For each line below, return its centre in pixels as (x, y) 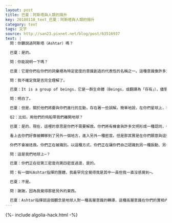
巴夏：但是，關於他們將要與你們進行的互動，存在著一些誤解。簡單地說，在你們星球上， (88, 108)
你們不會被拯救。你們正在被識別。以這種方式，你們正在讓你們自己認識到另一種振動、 (86, 145)
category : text (21, 24)
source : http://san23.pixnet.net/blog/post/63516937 (63, 34)
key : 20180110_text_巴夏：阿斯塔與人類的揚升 (50, 19)
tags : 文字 (16, 29)
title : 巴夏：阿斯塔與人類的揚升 (36, 15)
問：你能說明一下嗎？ (29, 62)
